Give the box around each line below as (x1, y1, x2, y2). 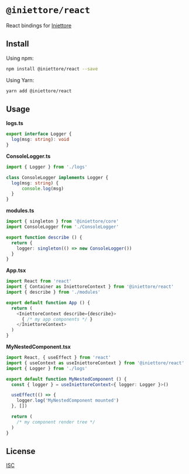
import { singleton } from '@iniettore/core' (6, 218, 119, 224)
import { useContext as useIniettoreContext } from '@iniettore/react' (6, 360, 184, 366)
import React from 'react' (6, 278, 72, 284)
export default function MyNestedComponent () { (6, 376, 127, 382)
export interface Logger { (6, 131, 72, 137)
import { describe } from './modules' (6, 290, 101, 295)
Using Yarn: (6, 76, 35, 83)
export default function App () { (6, 300, 91, 305)
